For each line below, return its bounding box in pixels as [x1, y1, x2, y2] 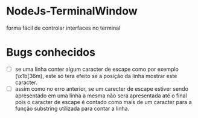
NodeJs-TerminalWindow [6, 4, 138, 18]
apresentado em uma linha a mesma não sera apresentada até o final [14, 92, 187, 99]
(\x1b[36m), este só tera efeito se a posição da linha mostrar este [14, 72, 177, 79]
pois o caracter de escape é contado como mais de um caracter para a [14, 99, 192, 105]
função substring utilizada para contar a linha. [14, 105, 130, 112]
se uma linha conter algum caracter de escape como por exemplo [14, 65, 179, 73]
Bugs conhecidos [6, 45, 95, 59]
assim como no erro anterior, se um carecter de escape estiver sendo [14, 85, 189, 92]
